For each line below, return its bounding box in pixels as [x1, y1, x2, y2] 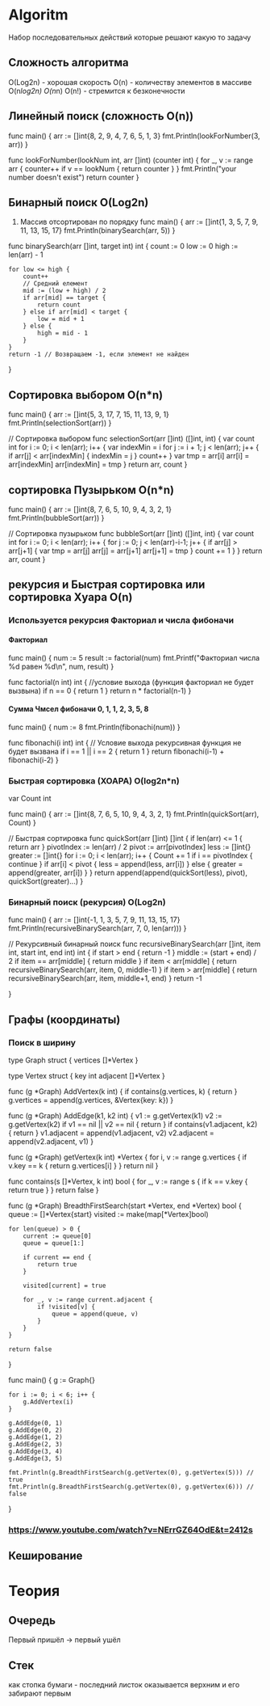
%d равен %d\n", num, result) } [8, 661, 114, 671]
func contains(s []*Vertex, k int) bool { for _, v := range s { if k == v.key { [8, 1176, 248, 1186]
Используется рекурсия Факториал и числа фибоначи [8, 614, 235, 626]
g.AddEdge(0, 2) [8, 1426, 63, 1434]
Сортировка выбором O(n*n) [8, 388, 164, 402]
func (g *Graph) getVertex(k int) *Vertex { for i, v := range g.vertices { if [8, 1152, 247, 1162]
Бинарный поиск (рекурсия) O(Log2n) [8, 896, 167, 907]
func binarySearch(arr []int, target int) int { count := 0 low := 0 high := [8, 241, 239, 251]
